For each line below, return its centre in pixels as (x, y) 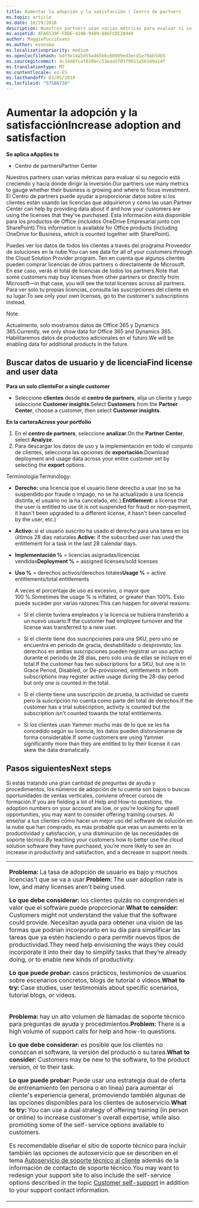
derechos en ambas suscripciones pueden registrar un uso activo (104, 651)
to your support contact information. (60, 1190)
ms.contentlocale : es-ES (37, 72)
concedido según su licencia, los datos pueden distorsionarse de (103, 731)
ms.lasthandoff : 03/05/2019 (41, 78)
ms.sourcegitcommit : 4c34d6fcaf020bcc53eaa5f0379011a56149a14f (86, 61)
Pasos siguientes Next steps (59, 769)
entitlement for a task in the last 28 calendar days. (76, 543)
